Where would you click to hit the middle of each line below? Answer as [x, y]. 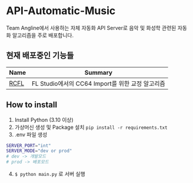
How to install [32, 105]
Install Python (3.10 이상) [44, 119]
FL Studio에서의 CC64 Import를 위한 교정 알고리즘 [99, 84]
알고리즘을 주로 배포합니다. [43, 35]
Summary [99, 72]
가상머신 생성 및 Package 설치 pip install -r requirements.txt [91, 127]
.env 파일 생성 [31, 134]
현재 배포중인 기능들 [40, 56]
